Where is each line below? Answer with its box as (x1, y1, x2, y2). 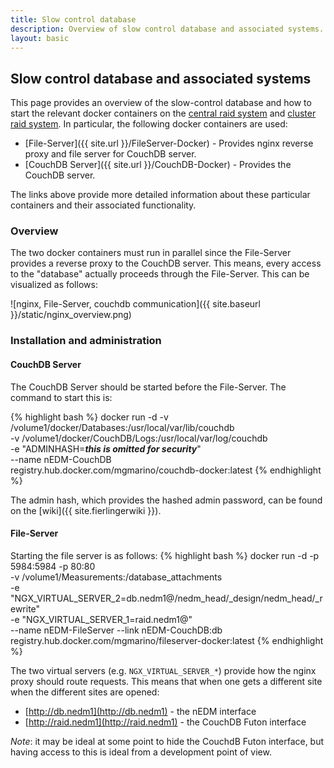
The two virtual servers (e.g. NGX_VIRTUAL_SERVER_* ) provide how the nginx (10, 664, 317, 676)
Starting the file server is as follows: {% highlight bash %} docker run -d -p (10, 549, 320, 561)
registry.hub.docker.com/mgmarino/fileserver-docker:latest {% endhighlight (10, 634, 324, 646)
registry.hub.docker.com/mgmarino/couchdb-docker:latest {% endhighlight (10, 464, 322, 476)
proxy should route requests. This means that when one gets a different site (10, 675, 323, 687)
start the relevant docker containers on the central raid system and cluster (10, 107, 317, 120)
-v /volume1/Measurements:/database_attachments (10, 571, 223, 583)
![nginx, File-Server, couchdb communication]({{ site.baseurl (10, 298, 261, 310)
